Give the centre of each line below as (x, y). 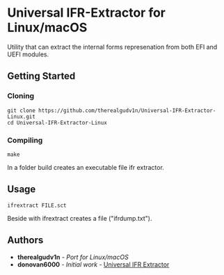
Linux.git (22, 116)
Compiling (25, 140)
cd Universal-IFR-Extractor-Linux (57, 123)
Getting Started (41, 76)
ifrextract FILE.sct (37, 205)
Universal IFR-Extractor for (86, 13)
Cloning (21, 96)
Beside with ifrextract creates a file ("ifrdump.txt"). (80, 218)
